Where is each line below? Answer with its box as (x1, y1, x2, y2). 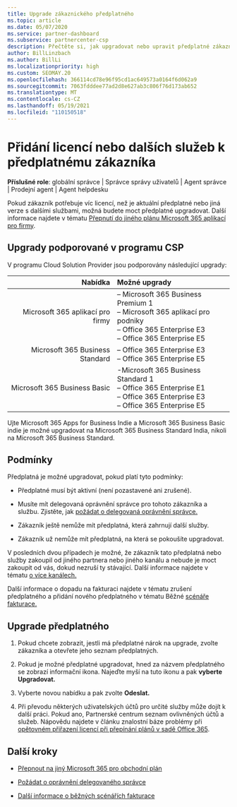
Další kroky (7, 746, 58, 758)
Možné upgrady (116, 277, 171, 287)
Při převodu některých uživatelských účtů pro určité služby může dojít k (17, 703, 226, 711)
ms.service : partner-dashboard (7, 30, 99, 37)
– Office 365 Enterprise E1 (116, 383, 206, 393)
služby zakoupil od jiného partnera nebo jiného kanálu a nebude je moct (7, 556, 217, 565)
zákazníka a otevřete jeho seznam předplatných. (17, 647, 159, 655)
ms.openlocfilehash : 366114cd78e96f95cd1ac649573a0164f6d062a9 (7, 76, 197, 83)
